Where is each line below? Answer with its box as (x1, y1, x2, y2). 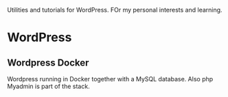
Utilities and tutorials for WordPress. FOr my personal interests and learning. (7, 6, 223, 14)
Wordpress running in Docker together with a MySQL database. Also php (7, 75, 214, 83)
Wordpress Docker (7, 57, 89, 68)
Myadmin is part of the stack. (7, 82, 91, 90)
